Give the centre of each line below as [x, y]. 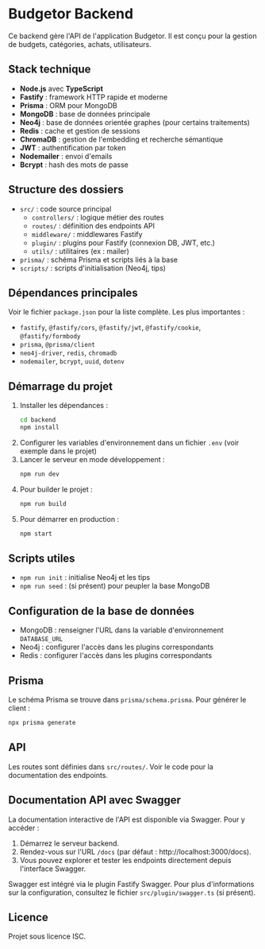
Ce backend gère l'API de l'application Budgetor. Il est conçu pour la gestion [132, 36]
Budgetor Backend [71, 14]
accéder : [24, 827]
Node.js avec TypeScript [61, 88]
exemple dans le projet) [58, 451]
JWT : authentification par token [73, 147]
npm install [39, 428]
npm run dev [39, 474]
